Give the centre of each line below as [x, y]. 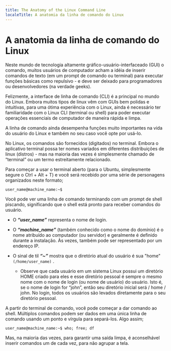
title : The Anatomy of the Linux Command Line [55, 10]
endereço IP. [26, 246]
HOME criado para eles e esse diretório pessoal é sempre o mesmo [91, 277]
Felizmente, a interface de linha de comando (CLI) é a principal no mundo [82, 96]
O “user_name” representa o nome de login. [60, 220]
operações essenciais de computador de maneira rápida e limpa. [73, 118]
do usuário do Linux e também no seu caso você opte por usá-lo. [74, 134]
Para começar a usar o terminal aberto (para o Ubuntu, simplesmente [78, 169]
